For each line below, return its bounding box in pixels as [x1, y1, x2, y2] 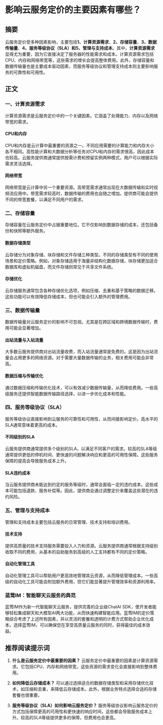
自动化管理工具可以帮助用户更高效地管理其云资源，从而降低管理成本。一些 [5, 573, 154, 578]
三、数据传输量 [5, 307, 40, 314]
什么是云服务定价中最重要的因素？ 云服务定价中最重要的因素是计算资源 [12, 658, 154, 663]
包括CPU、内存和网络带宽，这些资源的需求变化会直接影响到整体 [25, 664, 153, 670]
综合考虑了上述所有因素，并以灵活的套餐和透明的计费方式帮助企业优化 [9, 616, 149, 622]
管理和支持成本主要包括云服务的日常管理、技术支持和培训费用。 [5, 519, 132, 525]
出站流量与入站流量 [5, 337, 44, 343]
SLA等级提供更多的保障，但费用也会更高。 [33, 715, 118, 721]
